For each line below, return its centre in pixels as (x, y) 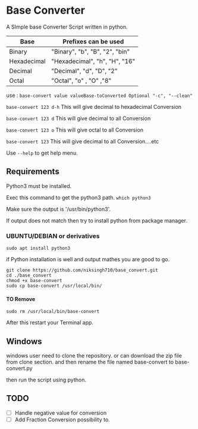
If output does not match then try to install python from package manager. (97, 220)
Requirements (33, 172)
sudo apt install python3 (38, 248)
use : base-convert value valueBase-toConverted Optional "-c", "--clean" (100, 95)
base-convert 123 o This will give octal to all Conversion (75, 130)
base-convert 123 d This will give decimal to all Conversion (78, 118)
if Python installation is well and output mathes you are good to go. (88, 259)
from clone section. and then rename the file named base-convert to (90, 362)
